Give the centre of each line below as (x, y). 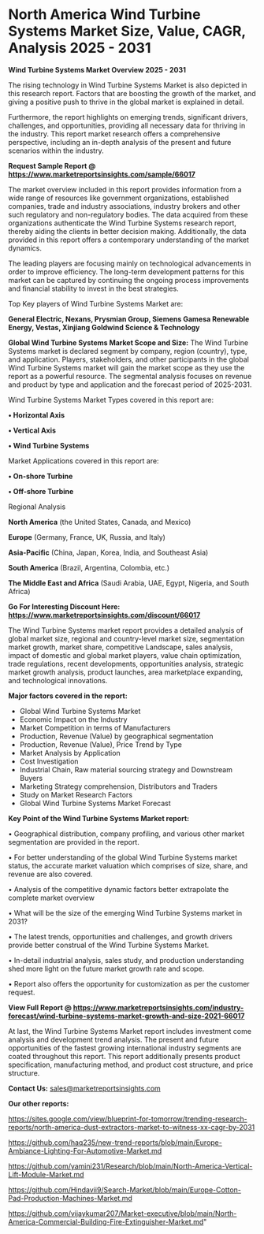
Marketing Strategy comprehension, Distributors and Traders (119, 786)
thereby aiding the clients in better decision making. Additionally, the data (127, 231)
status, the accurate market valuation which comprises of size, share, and (128, 865)
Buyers (31, 778)
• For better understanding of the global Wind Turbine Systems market (123, 857)
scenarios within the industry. (56, 151)
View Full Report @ (40, 1007)
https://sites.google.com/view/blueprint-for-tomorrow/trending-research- (128, 1119)
